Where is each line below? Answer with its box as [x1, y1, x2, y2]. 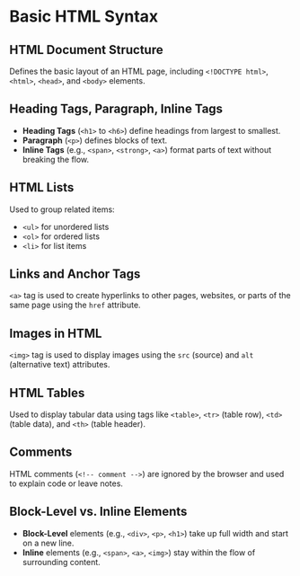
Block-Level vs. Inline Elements [9, 504, 188, 519]
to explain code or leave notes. [9, 478, 124, 489]
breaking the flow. [22, 154, 90, 164]
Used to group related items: [9, 204, 115, 215]
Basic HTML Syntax [9, 6, 159, 27]
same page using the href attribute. [9, 299, 141, 311]
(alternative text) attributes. [9, 359, 110, 370]
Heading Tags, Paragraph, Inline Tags [9, 102, 223, 117]
